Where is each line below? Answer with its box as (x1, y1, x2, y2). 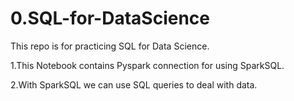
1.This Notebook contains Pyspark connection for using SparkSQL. (10, 59, 285, 71)
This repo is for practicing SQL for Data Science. (10, 40, 210, 52)
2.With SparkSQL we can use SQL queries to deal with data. (10, 78, 258, 91)
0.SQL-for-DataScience (10, 7, 210, 30)
